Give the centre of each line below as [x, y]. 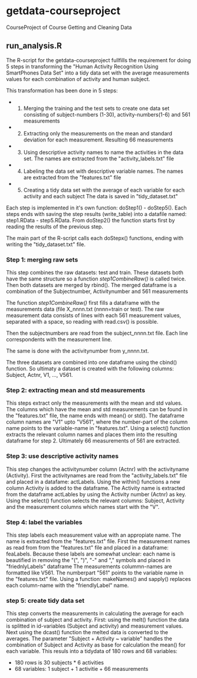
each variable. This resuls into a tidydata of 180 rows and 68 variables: [92, 651]
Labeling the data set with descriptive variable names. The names [104, 171]
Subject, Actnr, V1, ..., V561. [40, 375]
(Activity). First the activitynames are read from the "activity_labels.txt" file [97, 475]
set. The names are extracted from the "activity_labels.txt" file [98, 159]
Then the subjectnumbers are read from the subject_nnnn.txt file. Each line [97, 333]
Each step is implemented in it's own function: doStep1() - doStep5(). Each [96, 208]
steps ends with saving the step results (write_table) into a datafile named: [96, 214]
